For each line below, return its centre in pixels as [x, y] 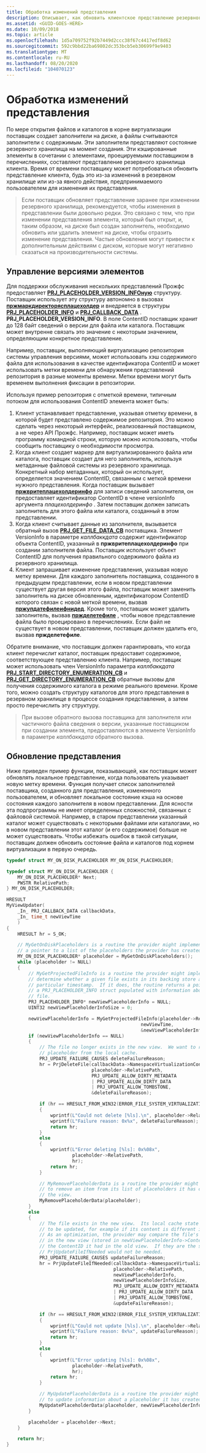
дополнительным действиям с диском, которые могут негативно [107, 245]
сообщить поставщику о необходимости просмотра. [85, 446]
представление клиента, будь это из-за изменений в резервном [91, 175]
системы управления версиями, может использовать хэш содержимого [102, 357]
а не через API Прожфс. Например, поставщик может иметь [95, 433]
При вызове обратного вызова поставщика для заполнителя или [106, 717]
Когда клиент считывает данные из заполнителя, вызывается [96, 524]
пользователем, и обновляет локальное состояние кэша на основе [95, 797]
